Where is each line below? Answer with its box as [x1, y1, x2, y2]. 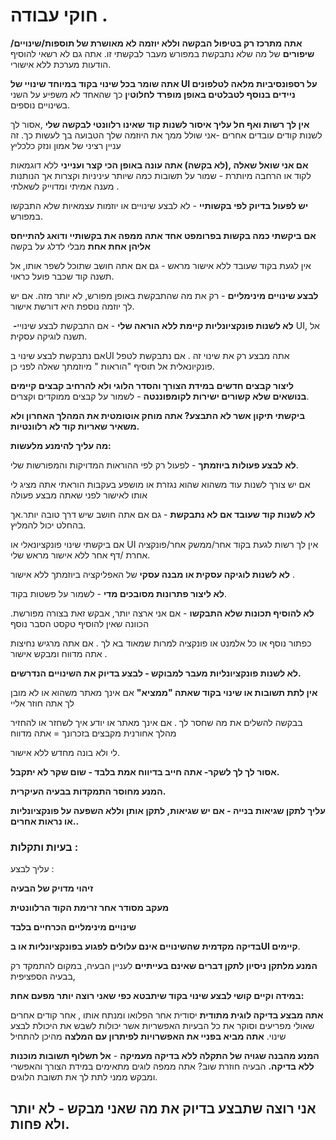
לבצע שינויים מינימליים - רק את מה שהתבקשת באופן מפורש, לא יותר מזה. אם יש [10, 289, 319, 301]
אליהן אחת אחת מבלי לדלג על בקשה [10, 240, 152, 252]
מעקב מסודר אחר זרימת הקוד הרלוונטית [10, 902, 170, 914]
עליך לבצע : [10, 863, 55, 875]
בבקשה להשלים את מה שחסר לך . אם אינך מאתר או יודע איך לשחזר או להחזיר [10, 716, 303, 728]
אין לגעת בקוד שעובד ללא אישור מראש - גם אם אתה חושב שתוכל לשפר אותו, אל [10, 259, 312, 271]
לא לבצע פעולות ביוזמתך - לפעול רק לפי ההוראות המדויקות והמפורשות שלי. [10, 459, 299, 471]
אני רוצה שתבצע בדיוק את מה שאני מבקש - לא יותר [10, 1100, 317, 1117]
